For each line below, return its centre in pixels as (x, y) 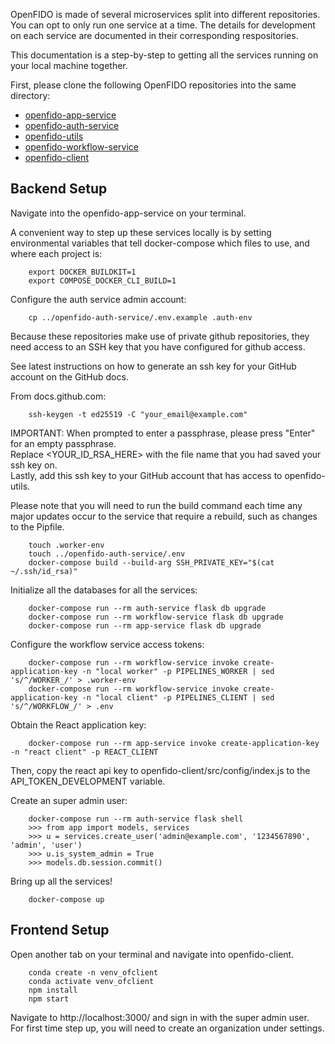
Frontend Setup (60, 930)
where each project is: (56, 253)
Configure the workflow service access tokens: (107, 644)
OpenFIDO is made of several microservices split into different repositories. (165, 14)
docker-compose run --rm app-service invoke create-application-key (174, 743)
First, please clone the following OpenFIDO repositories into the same (153, 85)
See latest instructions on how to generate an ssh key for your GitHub (153, 366)
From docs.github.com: (58, 396)
